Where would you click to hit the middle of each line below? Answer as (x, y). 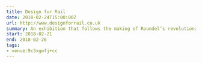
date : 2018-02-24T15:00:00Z (41, 17)
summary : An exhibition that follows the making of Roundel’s (86, 28)
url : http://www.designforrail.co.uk (54, 23)
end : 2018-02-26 (26, 40)
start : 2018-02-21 (29, 34)
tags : (13, 46)
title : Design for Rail (36, 12)
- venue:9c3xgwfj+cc (32, 51)
